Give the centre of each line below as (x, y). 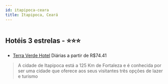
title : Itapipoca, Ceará (32, 15)
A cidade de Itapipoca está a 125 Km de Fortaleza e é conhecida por (90, 66)
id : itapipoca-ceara (27, 10)
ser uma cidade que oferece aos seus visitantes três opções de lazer (90, 71)
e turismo (28, 76)
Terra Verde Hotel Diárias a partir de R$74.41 (60, 56)
